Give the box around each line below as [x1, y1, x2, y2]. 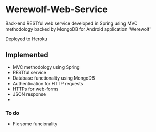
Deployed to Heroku [5, 36, 47, 42]
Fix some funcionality [12, 121, 58, 127]
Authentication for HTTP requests [12, 80, 83, 86]
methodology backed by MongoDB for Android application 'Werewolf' [5, 25, 151, 32]
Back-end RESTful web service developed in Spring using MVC [5, 20, 138, 27]
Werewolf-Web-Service [5, 4, 108, 15]
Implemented [5, 50, 48, 59]
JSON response [12, 91, 46, 97]
